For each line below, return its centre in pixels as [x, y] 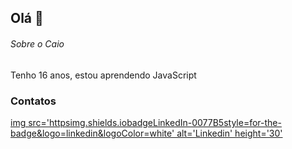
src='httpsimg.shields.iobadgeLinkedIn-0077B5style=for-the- [155, 122]
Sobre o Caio [37, 43]
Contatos [33, 101]
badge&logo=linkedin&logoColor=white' [92, 133]
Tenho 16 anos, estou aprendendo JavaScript [103, 75]
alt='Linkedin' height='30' [229, 133]
